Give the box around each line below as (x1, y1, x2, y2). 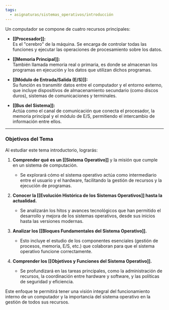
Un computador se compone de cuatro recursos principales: (5, 26, 131, 32)
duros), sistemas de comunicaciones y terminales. (12, 93, 117, 99)
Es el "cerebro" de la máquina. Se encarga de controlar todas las (12, 41, 147, 47)
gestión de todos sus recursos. (5, 299, 69, 305)
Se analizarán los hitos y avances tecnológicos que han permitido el (20, 207, 161, 213)
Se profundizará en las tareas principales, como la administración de (20, 268, 162, 274)
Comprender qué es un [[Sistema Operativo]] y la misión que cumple (12, 157, 158, 163)
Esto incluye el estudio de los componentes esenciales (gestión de (20, 238, 158, 244)
